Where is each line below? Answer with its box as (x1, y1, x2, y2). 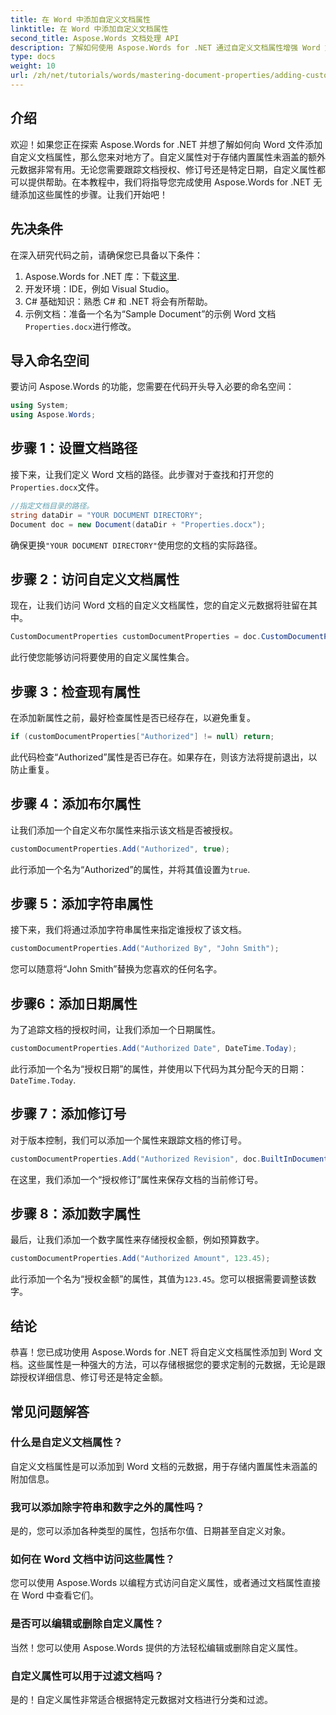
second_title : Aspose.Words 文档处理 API (10, 33, 180, 43)
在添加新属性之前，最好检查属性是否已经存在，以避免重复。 (10, 712, 256, 723)
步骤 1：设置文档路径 (10, 440, 138, 457)
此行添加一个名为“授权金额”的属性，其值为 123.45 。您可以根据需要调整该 (10, 1273, 308, 1285)
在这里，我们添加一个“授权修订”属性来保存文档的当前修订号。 (10, 1173, 264, 1185)
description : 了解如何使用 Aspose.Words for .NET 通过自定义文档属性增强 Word (10, 42, 321, 53)
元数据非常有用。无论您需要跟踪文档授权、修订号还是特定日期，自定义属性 (10, 163, 317, 175)
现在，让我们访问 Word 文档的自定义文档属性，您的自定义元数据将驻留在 (10, 599, 309, 611)
